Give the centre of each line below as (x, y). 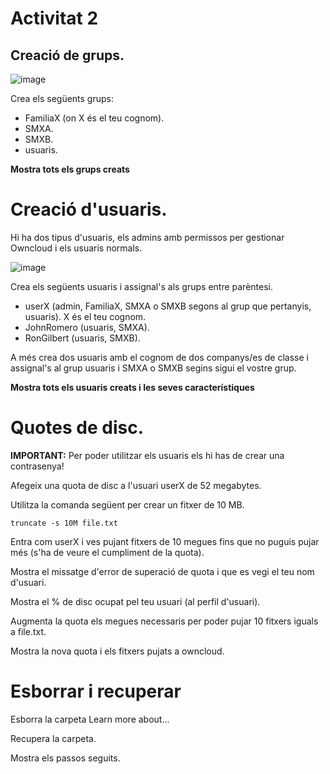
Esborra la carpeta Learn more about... (90, 719)
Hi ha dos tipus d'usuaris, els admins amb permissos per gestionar (147, 237)
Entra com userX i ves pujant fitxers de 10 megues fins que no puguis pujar (165, 541)
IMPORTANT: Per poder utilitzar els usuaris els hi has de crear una (147, 455)
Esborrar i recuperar (96, 691)
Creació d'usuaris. (89, 209)
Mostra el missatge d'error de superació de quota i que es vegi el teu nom (162, 571)
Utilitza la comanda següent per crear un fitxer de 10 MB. (127, 504)
